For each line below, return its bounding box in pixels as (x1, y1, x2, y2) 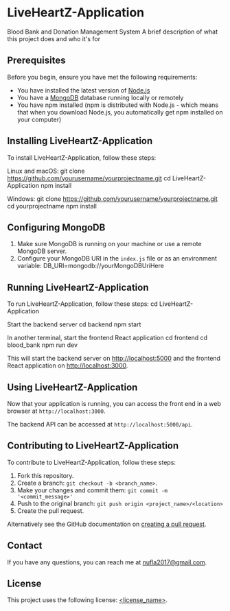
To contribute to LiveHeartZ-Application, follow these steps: (7, 458, 176, 466)
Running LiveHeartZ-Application (7, 281, 149, 293)
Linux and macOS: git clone (7, 167, 85, 175)
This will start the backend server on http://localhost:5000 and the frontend (7, 355, 221, 363)
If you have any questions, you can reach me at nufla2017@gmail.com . (7, 558, 207, 566)
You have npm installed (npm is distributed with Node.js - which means (16, 101, 218, 109)
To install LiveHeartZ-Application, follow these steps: (7, 153, 157, 162)
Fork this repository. (16, 471, 74, 479)
